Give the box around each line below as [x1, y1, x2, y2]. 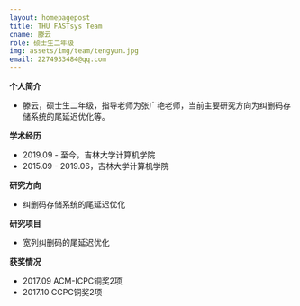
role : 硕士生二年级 [9, 38, 75, 48]
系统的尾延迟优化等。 [30, 112, 110, 121]
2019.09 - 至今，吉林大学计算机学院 [22, 149, 156, 160]
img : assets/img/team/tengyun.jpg [9, 47, 140, 56]
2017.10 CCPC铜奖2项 [22, 287, 103, 297]
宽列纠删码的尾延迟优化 [22, 238, 110, 247]
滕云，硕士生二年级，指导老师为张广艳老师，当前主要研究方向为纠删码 [22, 100, 284, 111]
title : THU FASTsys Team [9, 22, 103, 31]
